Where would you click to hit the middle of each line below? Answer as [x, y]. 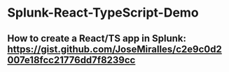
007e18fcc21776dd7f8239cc [71, 60]
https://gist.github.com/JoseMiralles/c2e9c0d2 [114, 49]
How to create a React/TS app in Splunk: [97, 38]
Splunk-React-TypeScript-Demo [103, 13]
